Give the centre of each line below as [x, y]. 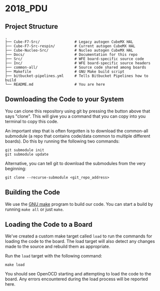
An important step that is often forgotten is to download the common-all [77, 131]
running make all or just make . [34, 209]
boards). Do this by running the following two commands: [62, 141]
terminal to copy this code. [32, 121]
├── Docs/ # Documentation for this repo [71, 55]
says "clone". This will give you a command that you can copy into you [75, 116]
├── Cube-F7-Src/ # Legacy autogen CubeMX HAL [69, 42]
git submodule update [27, 154]
